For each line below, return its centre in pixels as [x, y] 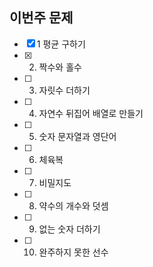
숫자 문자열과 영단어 [77, 136]
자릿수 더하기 [64, 90]
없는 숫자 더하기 [69, 229]
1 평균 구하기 [61, 44]
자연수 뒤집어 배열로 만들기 [91, 113]
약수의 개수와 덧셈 [73, 205]
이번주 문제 [41, 18]
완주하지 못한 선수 [73, 252]
